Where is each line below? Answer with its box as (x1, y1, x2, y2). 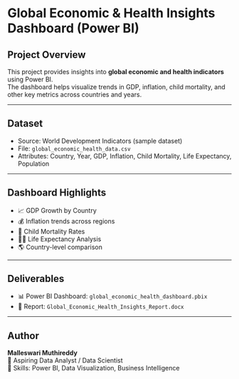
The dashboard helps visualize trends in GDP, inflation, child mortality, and (7, 83, 225, 91)
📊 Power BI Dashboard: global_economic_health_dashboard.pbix (17, 292, 208, 300)
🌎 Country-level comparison (17, 243, 103, 251)
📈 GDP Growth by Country (17, 206, 97, 215)
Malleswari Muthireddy (7, 348, 78, 358)
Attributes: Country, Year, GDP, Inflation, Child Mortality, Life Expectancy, (17, 151, 232, 160)
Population (17, 159, 50, 168)
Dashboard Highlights (7, 187, 107, 199)
